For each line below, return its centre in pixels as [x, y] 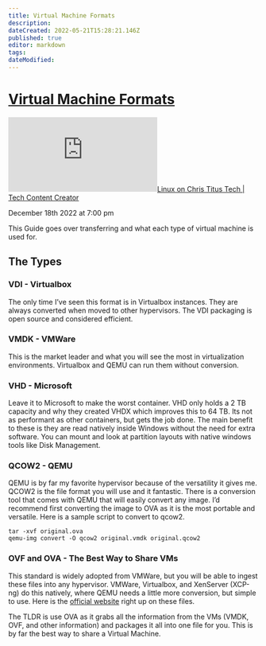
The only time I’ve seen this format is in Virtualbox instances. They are [123, 302]
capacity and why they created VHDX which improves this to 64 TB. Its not [130, 411]
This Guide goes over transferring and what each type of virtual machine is [131, 228]
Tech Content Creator [44, 197]
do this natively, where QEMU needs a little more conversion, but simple [139, 593]
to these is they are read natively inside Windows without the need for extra [132, 428]
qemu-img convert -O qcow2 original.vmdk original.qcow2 [104, 539]
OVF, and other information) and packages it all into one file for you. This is [131, 625]
